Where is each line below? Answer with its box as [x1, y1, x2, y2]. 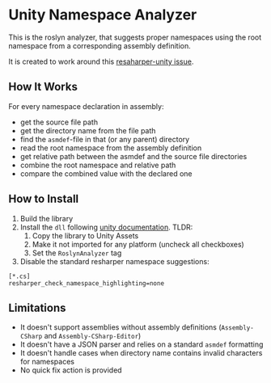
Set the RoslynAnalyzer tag [32, 248, 122, 258]
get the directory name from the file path [19, 125, 156, 135]
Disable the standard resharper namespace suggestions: [19, 256, 210, 266]
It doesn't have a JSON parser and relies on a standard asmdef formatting [19, 339, 264, 349]
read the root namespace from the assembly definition [19, 143, 202, 153]
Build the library [19, 213, 74, 223]
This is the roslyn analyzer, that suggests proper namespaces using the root [8, 32, 262, 42]
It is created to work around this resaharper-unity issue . [8, 57, 194, 66]
